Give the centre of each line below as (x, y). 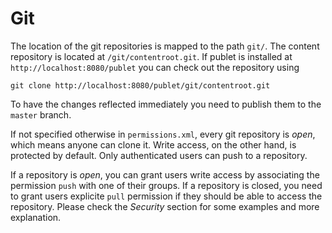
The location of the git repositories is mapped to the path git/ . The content (165, 46)
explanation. (36, 217)
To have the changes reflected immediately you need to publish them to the (166, 104)
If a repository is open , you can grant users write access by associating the (165, 174)
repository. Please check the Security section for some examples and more (165, 206)
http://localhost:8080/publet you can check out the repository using (155, 67)
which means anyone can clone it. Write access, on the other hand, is (153, 144)
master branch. (41, 114)
